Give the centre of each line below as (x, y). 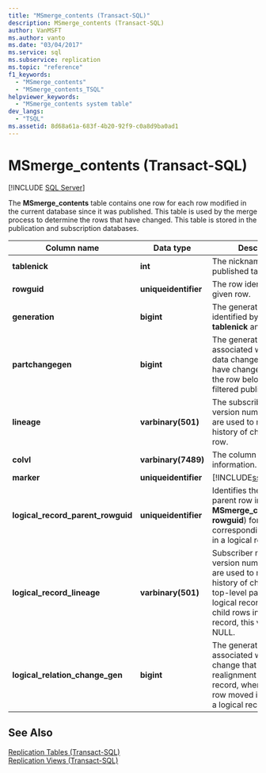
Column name (72, 248)
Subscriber (232, 552)
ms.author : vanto (37, 38)
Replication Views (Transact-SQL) (63, 760)
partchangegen (42, 364)
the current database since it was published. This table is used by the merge (133, 211)
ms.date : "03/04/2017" (46, 45)
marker (26, 477)
